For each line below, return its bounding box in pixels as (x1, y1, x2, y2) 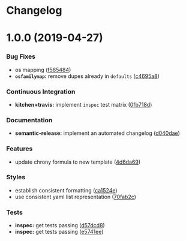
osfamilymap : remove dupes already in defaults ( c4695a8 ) (14, 73, 160, 80)
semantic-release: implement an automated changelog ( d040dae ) (14, 129, 180, 137)
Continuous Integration (6, 88, 76, 96)
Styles (6, 173, 26, 182)
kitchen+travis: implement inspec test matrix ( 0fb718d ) (14, 101, 152, 108)
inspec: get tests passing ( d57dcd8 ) (14, 222, 105, 229)
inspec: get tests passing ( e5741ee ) (14, 228, 104, 236)
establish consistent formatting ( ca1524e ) (14, 186, 118, 194)
